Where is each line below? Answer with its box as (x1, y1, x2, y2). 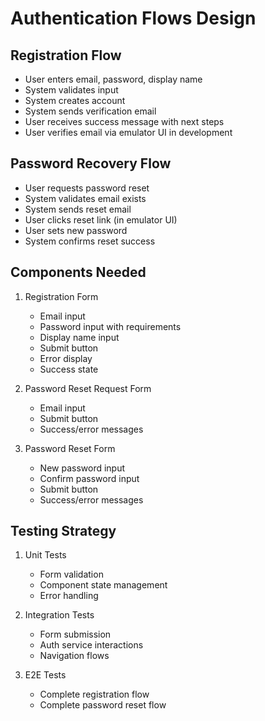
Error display (39, 352, 93, 364)
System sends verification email (24, 105, 157, 117)
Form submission (39, 628, 112, 641)
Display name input (39, 331, 120, 343)
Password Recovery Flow (10, 155, 172, 172)
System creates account (24, 95, 126, 106)
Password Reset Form (24, 442, 116, 454)
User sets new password (24, 224, 128, 236)
